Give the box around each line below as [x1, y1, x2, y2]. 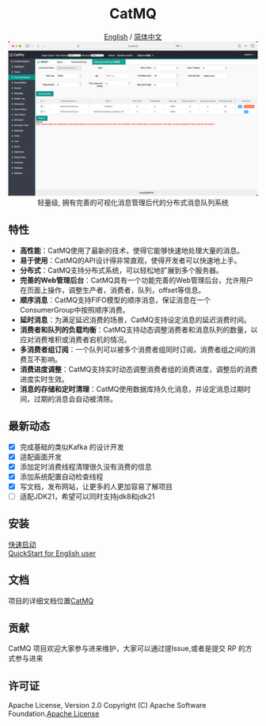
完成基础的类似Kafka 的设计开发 [19, 442, 124, 451]
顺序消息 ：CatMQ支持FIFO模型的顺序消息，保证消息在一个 [19, 295, 211, 305]
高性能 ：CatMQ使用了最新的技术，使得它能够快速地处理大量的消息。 [19, 245, 244, 255]
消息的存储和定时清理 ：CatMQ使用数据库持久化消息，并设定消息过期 [19, 384, 244, 393]
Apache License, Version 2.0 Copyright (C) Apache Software [8, 701, 207, 710]
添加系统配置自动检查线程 [19, 472, 104, 481]
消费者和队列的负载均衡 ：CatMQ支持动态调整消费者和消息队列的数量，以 [19, 325, 258, 334]
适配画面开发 [19, 452, 62, 462]
